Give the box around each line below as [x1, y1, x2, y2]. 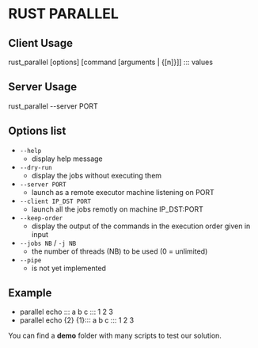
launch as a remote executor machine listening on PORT [31, 187, 215, 197]
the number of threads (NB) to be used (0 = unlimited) [31, 247, 208, 256]
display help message [31, 154, 103, 163]
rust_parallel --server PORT [8, 101, 98, 111]
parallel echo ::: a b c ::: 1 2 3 [19, 307, 113, 317]
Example [8, 286, 52, 300]
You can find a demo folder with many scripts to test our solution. [8, 331, 222, 341]
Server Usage [8, 80, 78, 94]
